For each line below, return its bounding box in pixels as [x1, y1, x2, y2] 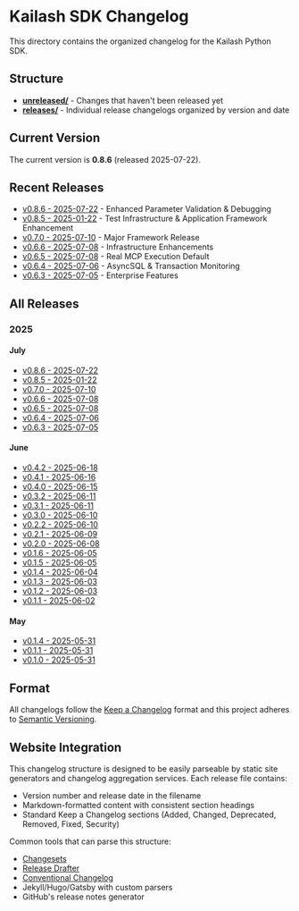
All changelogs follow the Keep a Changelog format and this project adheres [9, 704, 290, 715]
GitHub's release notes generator [21, 891, 145, 902]
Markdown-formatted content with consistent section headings [21, 799, 255, 810]
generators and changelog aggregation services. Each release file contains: [9, 772, 287, 783]
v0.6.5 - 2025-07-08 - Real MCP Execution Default [21, 251, 210, 262]
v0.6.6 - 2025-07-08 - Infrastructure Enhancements [21, 241, 214, 252]
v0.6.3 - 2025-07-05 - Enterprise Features [21, 270, 179, 281]
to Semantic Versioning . [9, 713, 97, 725]
